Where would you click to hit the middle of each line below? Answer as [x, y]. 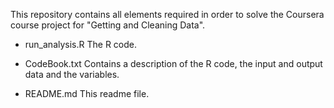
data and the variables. [72, 74]
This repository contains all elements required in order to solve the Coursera [167, 14]
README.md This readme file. [87, 93]
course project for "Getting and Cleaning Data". [108, 25]
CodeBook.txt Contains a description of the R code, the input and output [173, 63]
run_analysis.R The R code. [80, 44]
